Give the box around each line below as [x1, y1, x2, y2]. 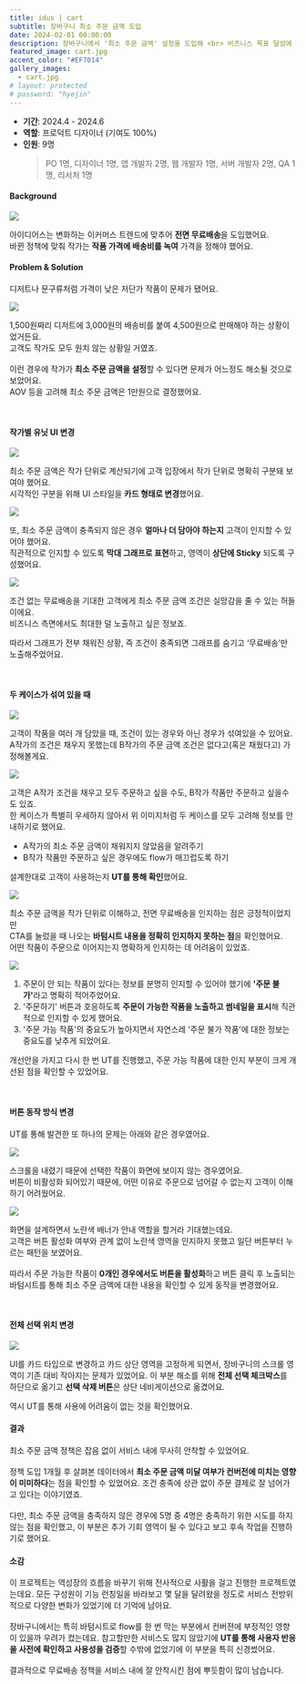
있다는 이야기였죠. [18, 1488, 83, 1499]
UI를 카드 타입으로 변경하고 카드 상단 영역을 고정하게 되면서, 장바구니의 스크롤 [9, 1358, 285, 1369]
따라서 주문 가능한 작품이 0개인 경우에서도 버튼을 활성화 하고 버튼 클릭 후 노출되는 [9, 1268, 296, 1279]
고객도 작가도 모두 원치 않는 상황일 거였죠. [9, 342, 158, 353]
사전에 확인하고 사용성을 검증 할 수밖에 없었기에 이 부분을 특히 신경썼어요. [18, 1644, 275, 1655]
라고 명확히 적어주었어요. [33, 990, 121, 1001]
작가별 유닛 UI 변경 [9, 426, 76, 437]
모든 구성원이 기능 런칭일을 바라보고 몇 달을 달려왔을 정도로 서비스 [36, 1588, 270, 1599]
